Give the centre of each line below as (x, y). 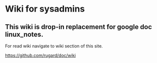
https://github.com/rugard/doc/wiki (40, 55)
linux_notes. (24, 34)
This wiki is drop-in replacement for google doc (78, 27)
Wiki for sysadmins (45, 9)
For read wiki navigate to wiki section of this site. (54, 46)
